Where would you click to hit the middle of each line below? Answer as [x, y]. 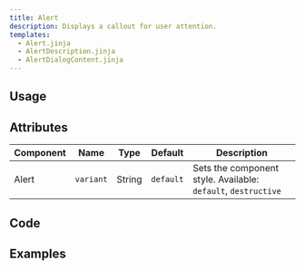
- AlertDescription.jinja [67, 52]
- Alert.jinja [44, 43]
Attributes [39, 127]
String [129, 179]
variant [91, 179]
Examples [38, 253]
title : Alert [34, 18]
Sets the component [236, 169]
